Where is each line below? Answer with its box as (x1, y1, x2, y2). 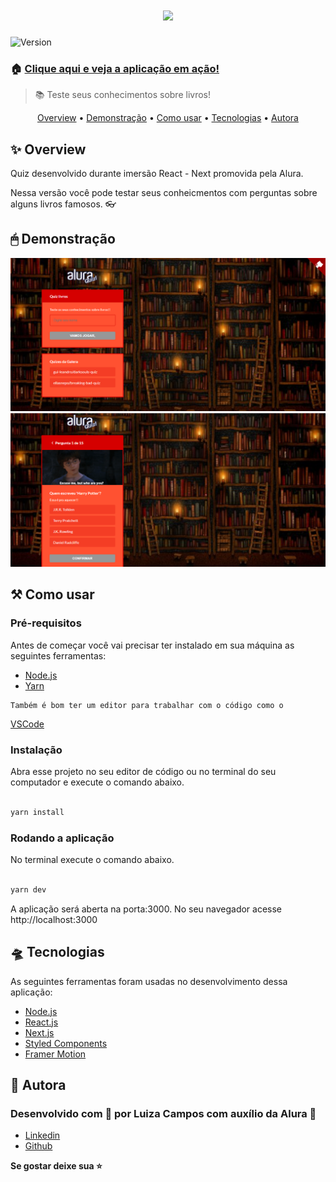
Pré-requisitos (10, 616, 82, 630)
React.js (24, 1016, 59, 1028)
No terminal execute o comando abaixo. (10, 854, 175, 866)
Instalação (10, 743, 63, 757)
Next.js (24, 1026, 55, 1038)
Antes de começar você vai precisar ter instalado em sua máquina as (10, 639, 295, 651)
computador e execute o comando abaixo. (10, 776, 185, 788)
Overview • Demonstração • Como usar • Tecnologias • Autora (36, 112, 299, 124)
